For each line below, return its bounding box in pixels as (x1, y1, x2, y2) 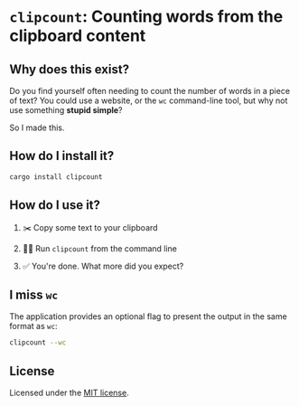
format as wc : (9, 321, 58, 332)
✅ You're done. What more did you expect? (22, 260, 184, 271)
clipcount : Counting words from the (9, 6, 284, 27)
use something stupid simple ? (9, 105, 124, 115)
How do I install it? (9, 148, 115, 164)
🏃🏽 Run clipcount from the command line (22, 242, 178, 254)
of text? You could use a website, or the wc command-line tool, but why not (9, 95, 288, 106)
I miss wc (9, 287, 59, 302)
